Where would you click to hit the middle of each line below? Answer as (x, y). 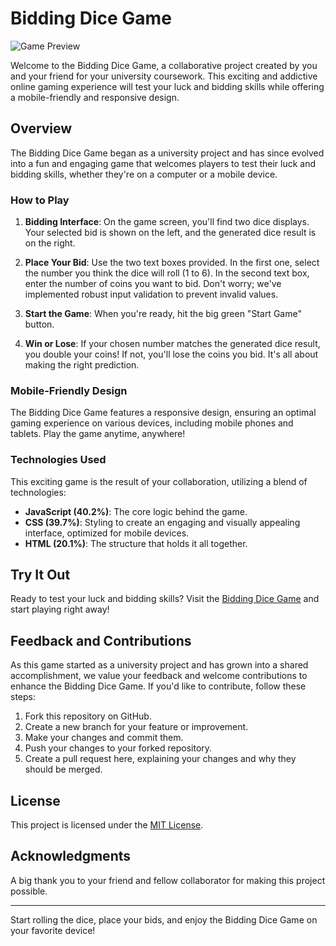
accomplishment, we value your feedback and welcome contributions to (159, 676)
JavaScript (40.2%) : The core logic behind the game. (136, 511)
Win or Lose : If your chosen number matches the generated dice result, (172, 344)
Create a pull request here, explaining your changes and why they (160, 759)
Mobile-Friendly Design (69, 390)
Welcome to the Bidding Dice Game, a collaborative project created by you (164, 65)
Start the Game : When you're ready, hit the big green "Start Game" (163, 314)
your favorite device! (53, 930)
